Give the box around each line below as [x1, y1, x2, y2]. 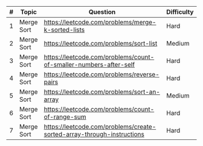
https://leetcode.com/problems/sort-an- [43, 88, 160, 96]
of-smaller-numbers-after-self [43, 61, 135, 68]
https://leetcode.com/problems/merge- [43, 18, 156, 26]
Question [88, 8, 116, 16]
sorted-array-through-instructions [43, 130, 145, 138]
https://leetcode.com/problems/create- [43, 122, 156, 131]
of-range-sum [43, 113, 86, 121]
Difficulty [166, 8, 194, 16]
